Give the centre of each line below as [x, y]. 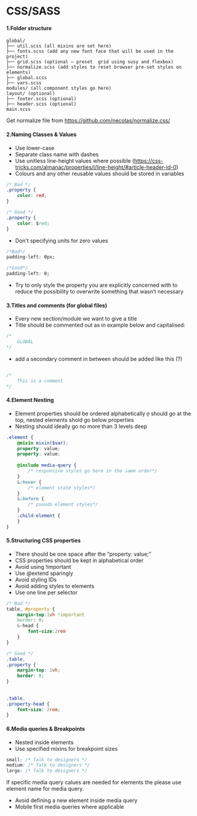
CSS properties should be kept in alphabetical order [79, 560]
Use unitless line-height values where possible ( [74, 160]
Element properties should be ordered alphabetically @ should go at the [103, 413]
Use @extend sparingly [44, 573]
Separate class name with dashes [57, 154]
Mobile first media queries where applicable [70, 807]
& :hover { [30, 482]
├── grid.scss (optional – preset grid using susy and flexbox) [90, 62]
